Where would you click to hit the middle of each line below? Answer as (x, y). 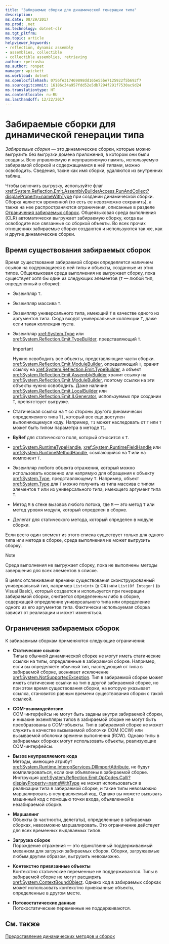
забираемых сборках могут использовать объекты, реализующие (85, 741)
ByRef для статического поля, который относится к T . (71, 437)
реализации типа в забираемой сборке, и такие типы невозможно (85, 788)
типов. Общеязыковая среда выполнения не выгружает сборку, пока (80, 273)
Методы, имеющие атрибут (42, 761)
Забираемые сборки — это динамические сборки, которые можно (78, 149)
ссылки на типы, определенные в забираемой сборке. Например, (84, 661)
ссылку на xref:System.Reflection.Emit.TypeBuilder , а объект (77, 369)
